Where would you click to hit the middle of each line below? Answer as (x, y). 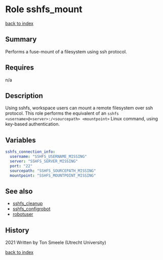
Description (24, 96)
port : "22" (21, 166)
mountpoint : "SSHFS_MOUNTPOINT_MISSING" (53, 175)
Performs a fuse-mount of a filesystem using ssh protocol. (66, 51)
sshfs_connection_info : (30, 152)
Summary (21, 39)
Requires (20, 68)
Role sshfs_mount (44, 9)
